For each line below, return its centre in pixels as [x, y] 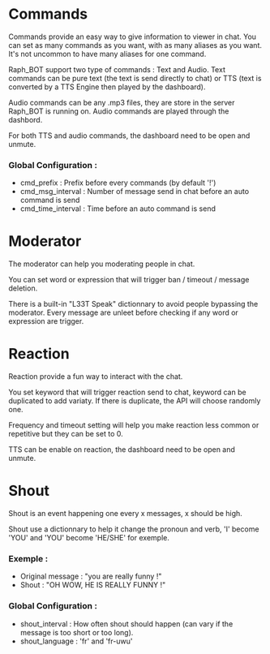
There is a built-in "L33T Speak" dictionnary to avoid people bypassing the [133, 304]
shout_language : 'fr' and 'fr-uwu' [76, 641]
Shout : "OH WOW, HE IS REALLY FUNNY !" [93, 585]
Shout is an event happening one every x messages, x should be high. [126, 514]
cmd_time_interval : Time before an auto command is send [118, 209]
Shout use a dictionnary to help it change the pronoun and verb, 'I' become [134, 529]
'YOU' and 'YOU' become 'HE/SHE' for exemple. [89, 538]
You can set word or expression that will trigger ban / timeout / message [129, 280]
